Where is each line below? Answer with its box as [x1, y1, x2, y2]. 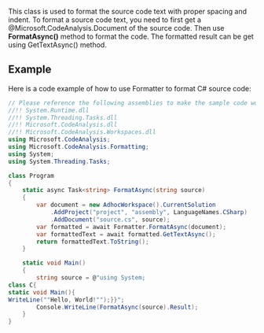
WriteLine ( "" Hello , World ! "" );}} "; [8, 295, 125, 304]
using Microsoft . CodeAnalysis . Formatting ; [8, 143, 149, 151]
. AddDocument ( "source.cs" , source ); [49, 216, 170, 224]
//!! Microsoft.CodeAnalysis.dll [8, 121, 118, 129]
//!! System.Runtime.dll [8, 106, 90, 114]
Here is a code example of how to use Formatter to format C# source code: [8, 83, 251, 93]
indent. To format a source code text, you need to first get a [8, 15, 202, 24]
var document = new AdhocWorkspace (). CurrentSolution [36, 201, 216, 209]
